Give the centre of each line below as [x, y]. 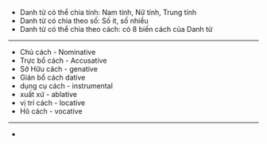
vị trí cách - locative [52, 103]
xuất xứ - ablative [48, 94]
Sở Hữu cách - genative [58, 69]
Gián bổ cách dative [52, 77]
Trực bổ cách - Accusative [63, 60]
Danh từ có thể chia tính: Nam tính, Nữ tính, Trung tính [108, 12]
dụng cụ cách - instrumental [66, 86]
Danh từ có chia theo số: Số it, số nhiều [84, 21]
